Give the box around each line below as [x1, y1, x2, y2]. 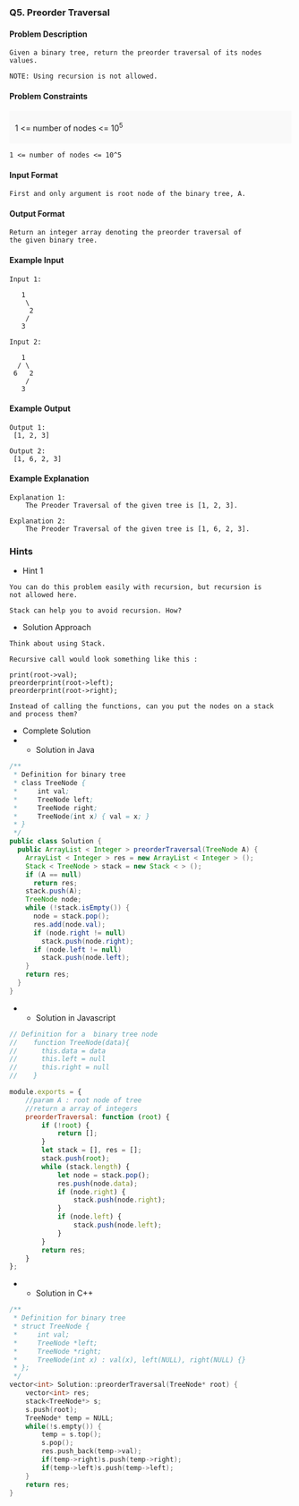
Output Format [9, 208, 65, 218]
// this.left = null [9, 1055, 106, 1064]
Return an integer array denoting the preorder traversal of [9, 228, 243, 237]
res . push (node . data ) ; [56, 1179, 139, 1188]
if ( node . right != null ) [32, 928, 126, 937]
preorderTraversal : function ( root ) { [25, 1112, 170, 1121]
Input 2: [9, 338, 42, 347]
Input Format [9, 169, 58, 180]
